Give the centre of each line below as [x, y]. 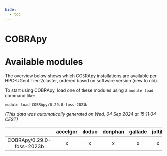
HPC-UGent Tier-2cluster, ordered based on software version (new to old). [82, 80]
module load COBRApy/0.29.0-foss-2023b [46, 105]
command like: [20, 95]
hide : [11, 10]
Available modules [44, 61]
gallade [138, 131]
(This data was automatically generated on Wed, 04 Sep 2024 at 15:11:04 [81, 114]
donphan [113, 131]
